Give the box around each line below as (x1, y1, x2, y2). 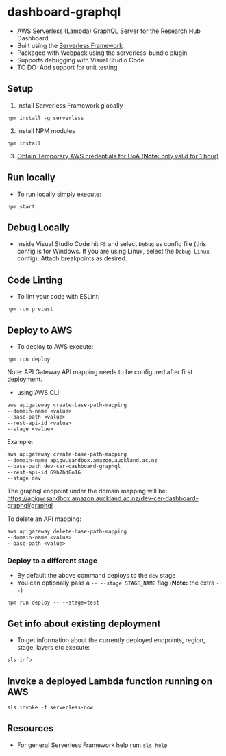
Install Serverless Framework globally (16, 101, 123, 110)
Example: (7, 438, 34, 446)
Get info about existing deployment (7, 618, 161, 629)
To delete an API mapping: (7, 515, 82, 523)
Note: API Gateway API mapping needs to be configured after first (7, 368, 193, 376)
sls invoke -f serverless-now (7, 704, 94, 711)
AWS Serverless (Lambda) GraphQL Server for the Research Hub (16, 27, 201, 35)
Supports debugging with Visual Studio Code (16, 56, 145, 64)
